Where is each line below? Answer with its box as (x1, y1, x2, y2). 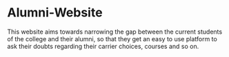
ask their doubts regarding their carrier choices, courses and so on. (7, 42, 199, 50)
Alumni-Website (7, 5, 103, 21)
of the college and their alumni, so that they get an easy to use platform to (7, 34, 217, 43)
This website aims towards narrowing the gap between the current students (7, 27, 223, 36)
